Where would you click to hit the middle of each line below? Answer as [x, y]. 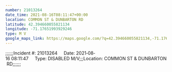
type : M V [16, 34]
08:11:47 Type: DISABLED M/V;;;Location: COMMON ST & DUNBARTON [89, 58]
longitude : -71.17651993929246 [39, 29]
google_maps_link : [25, 39]
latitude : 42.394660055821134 [38, 24]
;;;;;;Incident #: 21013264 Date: [40, 53]
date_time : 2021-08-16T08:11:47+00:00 [47, 15]
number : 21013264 [24, 10]
